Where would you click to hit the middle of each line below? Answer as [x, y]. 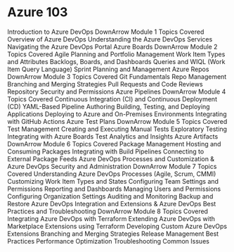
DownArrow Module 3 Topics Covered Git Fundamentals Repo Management [117, 76]
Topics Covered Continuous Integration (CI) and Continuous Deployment [112, 99]
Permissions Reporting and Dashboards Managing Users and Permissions [114, 189]
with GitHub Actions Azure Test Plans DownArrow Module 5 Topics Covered [117, 121]
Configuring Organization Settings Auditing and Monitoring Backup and [110, 196]
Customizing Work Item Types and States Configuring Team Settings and [113, 181]
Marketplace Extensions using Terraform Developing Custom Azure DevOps [117, 226]
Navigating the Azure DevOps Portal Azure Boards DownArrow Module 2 [112, 46]
